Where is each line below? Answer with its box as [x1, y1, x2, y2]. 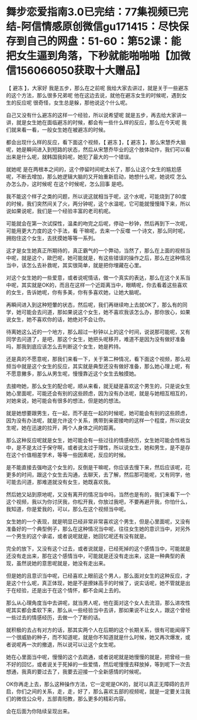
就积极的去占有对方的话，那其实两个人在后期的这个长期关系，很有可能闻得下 [6, 626, 191, 633]
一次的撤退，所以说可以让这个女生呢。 [26, 641, 119, 648]
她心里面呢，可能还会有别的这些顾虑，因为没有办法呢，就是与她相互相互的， [6, 390, 191, 397]
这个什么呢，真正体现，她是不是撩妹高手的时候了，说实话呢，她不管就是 [11, 579, 185, 586]
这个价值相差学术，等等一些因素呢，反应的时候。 [11, 451, 129, 458]
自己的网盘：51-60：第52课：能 [26, 35, 181, 48]
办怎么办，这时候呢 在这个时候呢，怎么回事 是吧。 [6, 180, 127, 187]
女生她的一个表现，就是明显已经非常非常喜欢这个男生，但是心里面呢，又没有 [6, 518, 191, 525]
